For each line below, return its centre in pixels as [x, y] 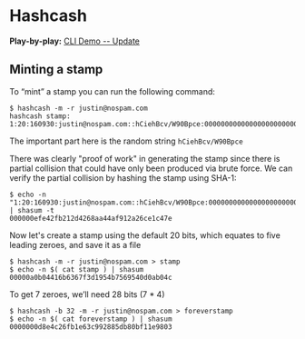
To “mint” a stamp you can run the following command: [113, 91]
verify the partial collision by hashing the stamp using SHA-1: [123, 177]
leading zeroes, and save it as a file [75, 244]
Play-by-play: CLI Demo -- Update [75, 41]
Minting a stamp [56, 70]
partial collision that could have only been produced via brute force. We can [151, 168]
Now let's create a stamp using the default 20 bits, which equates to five [145, 235]
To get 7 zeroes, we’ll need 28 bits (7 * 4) [87, 294]
